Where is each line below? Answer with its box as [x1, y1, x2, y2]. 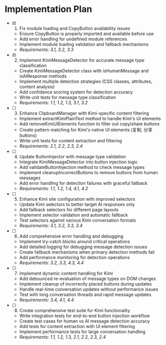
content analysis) [19, 83, 55, 89]
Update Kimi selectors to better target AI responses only [19, 201, 135, 207]
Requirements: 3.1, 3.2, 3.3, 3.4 [19, 222, 83, 228]
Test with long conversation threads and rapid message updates [19, 291, 152, 298]
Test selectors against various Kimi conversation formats [19, 217, 137, 223]
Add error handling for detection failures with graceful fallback [19, 180, 148, 186]
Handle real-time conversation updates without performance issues [19, 286, 159, 292]
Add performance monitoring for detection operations [19, 254, 130, 260]
